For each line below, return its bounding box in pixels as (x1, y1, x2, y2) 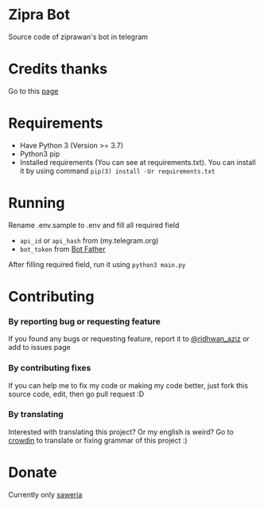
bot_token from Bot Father (19, 244, 106, 253)
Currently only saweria (8, 489, 83, 499)
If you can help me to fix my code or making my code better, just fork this (8, 380, 249, 390)
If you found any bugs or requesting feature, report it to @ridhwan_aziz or (8, 334, 250, 344)
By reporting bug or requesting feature (8, 316, 161, 327)
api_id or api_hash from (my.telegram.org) (19, 235, 159, 245)
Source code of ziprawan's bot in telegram (8, 32, 149, 41)
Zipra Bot (8, 6, 70, 24)
